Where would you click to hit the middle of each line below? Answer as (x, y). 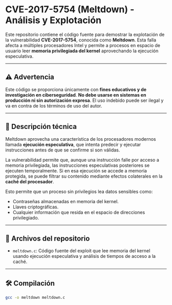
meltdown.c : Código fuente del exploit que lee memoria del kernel (81, 251)
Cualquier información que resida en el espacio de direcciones (79, 212)
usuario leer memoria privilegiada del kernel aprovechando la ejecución (82, 51)
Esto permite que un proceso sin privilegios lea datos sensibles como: (79, 191)
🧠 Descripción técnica (41, 127)
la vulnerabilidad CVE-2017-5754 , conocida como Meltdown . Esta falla (81, 40)
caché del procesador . (30, 181)
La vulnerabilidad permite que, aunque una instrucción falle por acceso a (82, 160)
